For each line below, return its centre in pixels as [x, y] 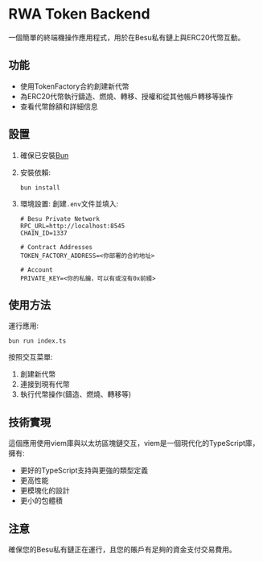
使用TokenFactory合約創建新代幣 [74, 86]
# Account [37, 270]
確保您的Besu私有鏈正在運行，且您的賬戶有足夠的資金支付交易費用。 [122, 550]
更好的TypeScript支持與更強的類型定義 [84, 470]
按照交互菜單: [31, 357]
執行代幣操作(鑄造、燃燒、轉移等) [76, 394]
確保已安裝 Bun [44, 155]
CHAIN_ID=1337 [43, 233]
